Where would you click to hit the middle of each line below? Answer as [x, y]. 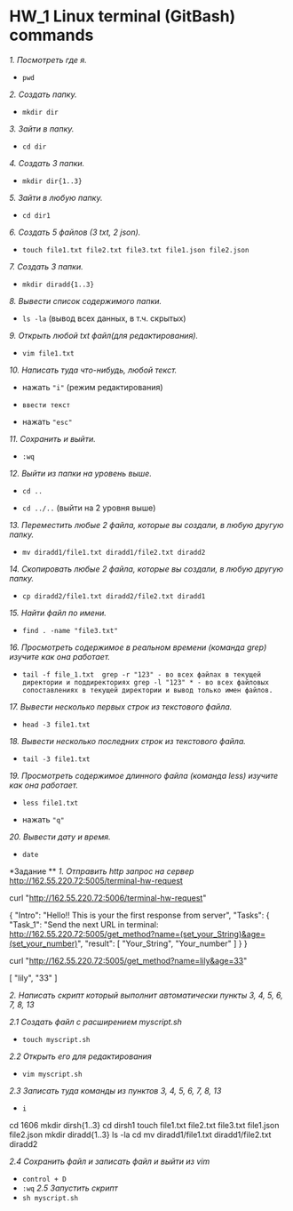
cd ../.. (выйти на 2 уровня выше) [89, 508]
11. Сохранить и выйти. [52, 438]
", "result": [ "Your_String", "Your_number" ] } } [162, 943]
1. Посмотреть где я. [48, 60]
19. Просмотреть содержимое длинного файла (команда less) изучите [144, 775]
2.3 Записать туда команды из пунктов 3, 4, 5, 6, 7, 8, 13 [115, 1090]
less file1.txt [50, 803]
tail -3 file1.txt [56, 759]
